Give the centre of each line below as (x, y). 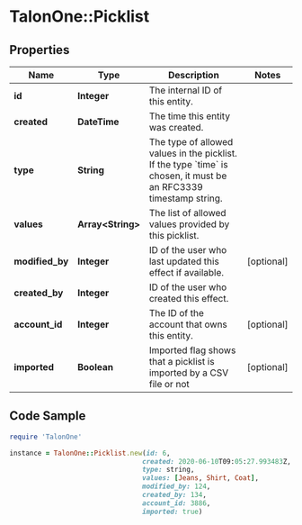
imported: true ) (173, 511)
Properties (40, 50)
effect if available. (187, 272)
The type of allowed (191, 142)
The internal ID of (186, 90)
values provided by (189, 224)
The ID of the (177, 313)
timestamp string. (186, 198)
